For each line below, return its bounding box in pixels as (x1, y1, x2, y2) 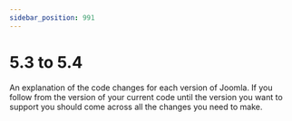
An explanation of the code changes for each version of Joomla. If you (9, 82, 273, 93)
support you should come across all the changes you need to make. (9, 101, 263, 112)
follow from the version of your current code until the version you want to (9, 91, 283, 102)
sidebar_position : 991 (9, 13, 95, 23)
